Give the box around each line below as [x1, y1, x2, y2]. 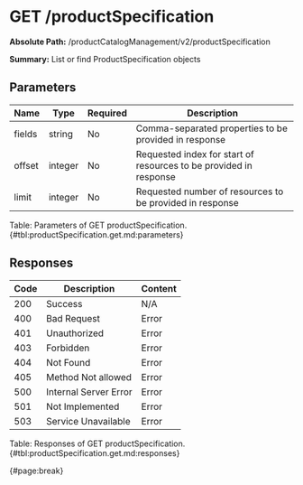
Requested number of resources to [135, 185, 284, 198]
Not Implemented [46, 400, 120, 413]
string [48, 127, 74, 140]
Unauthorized [46, 327, 105, 340]
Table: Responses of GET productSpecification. [9, 438, 186, 449]
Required [87, 107, 128, 119]
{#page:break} [9, 465, 64, 476]
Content [141, 282, 178, 294]
